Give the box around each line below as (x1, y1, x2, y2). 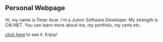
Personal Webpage (5, 4, 65, 12)
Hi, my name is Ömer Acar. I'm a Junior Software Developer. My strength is (5, 17, 158, 22)
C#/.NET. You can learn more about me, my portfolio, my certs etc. (5, 22, 141, 28)
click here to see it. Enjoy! (5, 31, 58, 37)
